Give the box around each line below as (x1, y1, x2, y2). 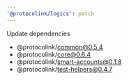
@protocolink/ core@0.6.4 (16, 50, 91, 58)
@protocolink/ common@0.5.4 (16, 42, 103, 51)
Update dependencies (6, 29, 70, 38)
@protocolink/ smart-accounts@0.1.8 (16, 57, 122, 66)
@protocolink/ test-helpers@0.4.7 (16, 65, 113, 73)
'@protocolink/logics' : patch (6, 10, 95, 17)
